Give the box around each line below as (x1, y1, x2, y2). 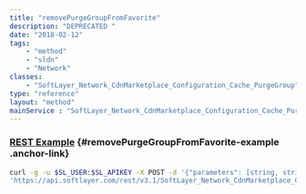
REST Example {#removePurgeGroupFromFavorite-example (9, 136, 280, 149)
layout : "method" (9, 97, 76, 107)
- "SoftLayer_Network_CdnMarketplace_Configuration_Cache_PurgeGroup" (25, 81, 300, 90)
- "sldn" (25, 55, 59, 64)
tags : (9, 38, 30, 48)
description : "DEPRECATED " (9, 22, 117, 31)
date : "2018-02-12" (9, 30, 84, 39)
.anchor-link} (9, 147, 70, 160)
